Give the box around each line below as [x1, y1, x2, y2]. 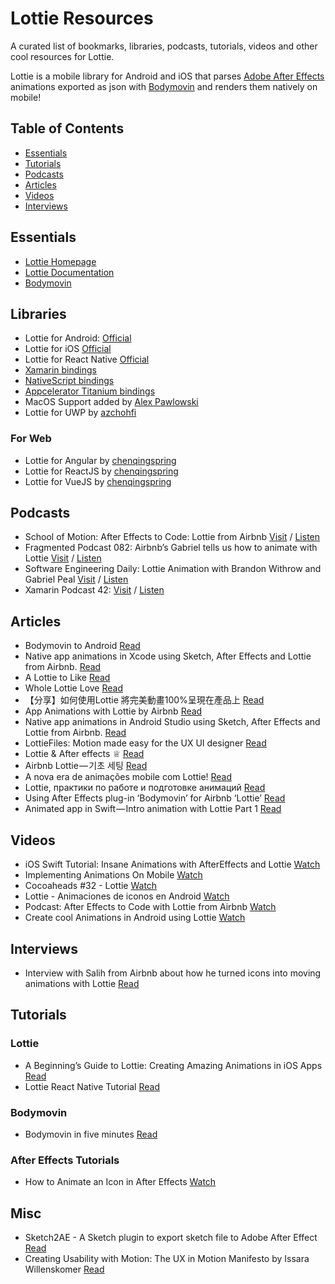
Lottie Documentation [24, 266, 115, 278]
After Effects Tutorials [10, 1153, 120, 1167]
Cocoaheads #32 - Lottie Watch [24, 880, 158, 892]
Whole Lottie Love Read [24, 682, 123, 694]
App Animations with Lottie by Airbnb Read [24, 705, 203, 717]
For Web [10, 432, 52, 446]
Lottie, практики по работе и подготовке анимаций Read [24, 782, 266, 794]
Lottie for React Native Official [24, 353, 150, 366]
